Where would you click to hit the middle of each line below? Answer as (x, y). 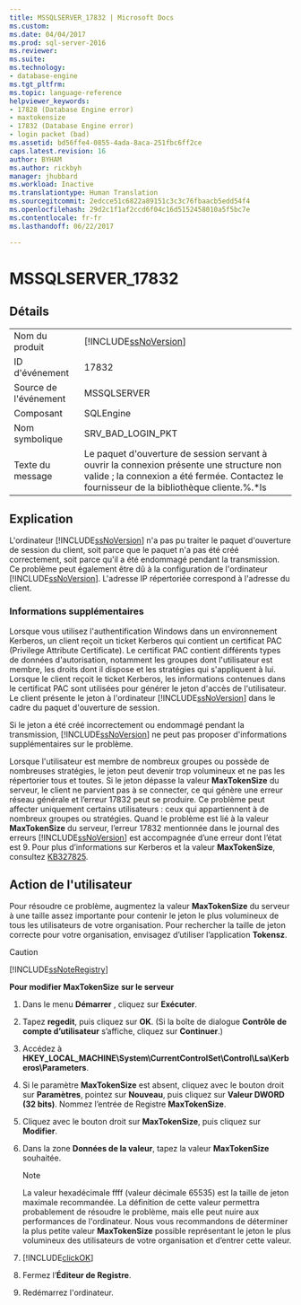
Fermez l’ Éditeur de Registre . (77, 1275)
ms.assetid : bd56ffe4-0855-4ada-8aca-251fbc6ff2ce (106, 143)
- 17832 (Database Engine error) (72, 127)
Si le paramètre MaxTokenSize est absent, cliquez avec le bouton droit (153, 1085)
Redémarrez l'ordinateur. (68, 1292)
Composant (38, 413)
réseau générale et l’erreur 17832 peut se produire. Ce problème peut (138, 799)
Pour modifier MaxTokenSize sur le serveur (92, 987)
